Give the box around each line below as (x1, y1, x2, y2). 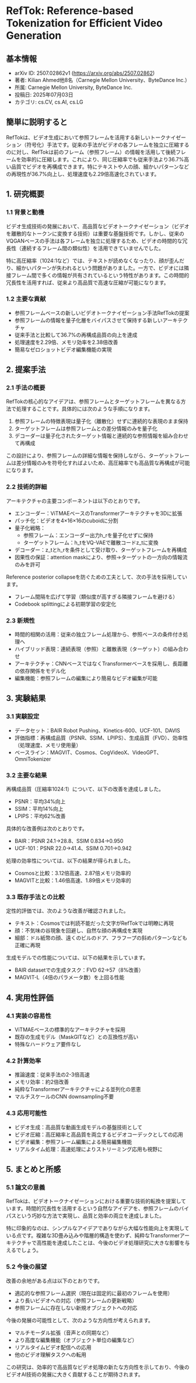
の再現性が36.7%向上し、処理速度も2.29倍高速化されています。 (6, 170, 160, 177)
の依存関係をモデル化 (14, 668, 66, 675)
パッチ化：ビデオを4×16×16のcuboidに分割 (14, 517, 118, 524)
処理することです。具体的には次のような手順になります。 (16, 405, 153, 412)
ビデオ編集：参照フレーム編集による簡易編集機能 (14, 1138, 132, 1145)
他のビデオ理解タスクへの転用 (14, 1351, 86, 1358)
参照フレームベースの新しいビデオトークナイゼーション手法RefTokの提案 (14, 309, 190, 316)
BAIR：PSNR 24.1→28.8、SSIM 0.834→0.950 (14, 838, 124, 845)
